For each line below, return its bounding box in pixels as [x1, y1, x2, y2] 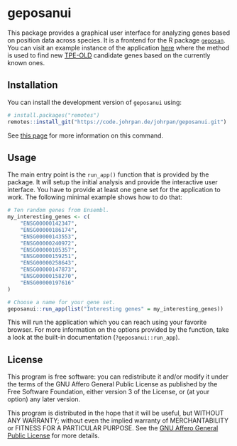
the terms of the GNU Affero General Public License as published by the [7, 380, 218, 389]
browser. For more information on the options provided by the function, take [7, 325, 229, 334]
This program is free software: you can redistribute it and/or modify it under [7, 372, 228, 381]
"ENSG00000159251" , [20, 253, 78, 260]
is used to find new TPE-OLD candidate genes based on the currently [7, 51, 211, 60]
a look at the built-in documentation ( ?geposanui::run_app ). [7, 333, 180, 342]
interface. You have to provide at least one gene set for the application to [7, 186, 221, 194]
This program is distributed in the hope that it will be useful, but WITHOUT [7, 409, 224, 418]
